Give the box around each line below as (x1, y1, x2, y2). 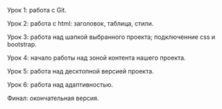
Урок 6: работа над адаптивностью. (7, 81, 114, 89)
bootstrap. (7, 40, 37, 48)
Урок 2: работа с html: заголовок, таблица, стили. (7, 19, 154, 27)
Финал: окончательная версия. (7, 94, 99, 102)
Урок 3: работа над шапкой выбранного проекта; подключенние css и (7, 33, 216, 41)
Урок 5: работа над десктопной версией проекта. (7, 67, 154, 75)
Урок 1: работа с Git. (7, 6, 67, 14)
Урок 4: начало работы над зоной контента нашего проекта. (7, 53, 186, 62)
